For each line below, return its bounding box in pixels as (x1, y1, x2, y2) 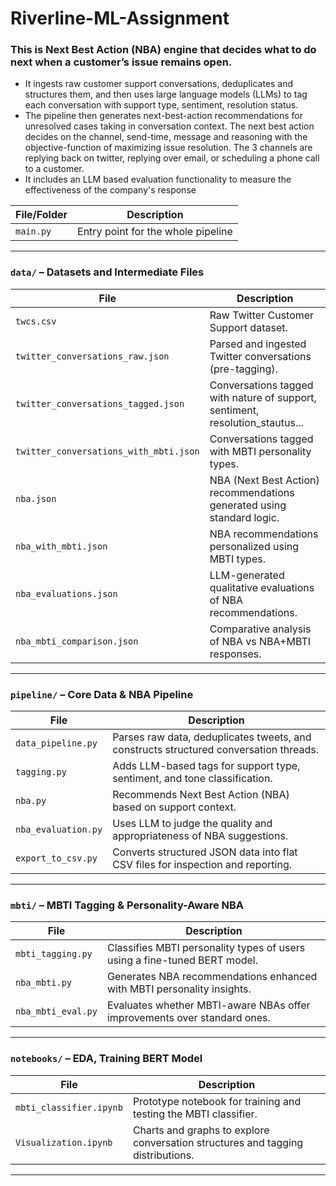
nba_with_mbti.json (15, 540, 108, 552)
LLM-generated (209, 568, 285, 582)
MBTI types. (209, 552, 266, 566)
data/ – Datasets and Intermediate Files (10, 265, 205, 279)
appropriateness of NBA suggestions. (112, 829, 289, 843)
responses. (209, 647, 262, 661)
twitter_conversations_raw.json (15, 350, 170, 362)
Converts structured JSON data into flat (112, 845, 298, 859)
